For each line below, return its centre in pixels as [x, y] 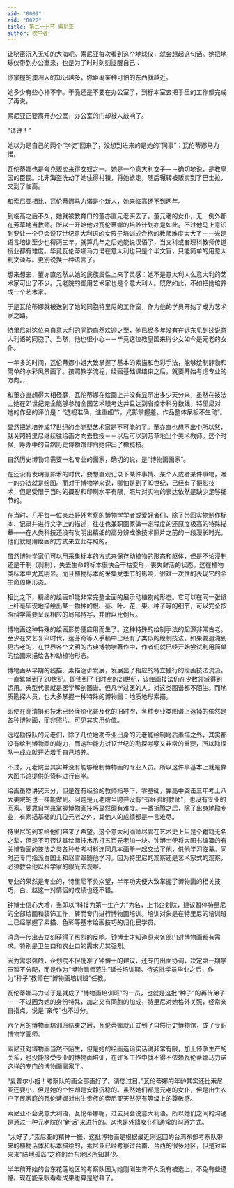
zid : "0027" [24, 20]
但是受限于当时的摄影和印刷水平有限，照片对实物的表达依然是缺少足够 [120, 492]
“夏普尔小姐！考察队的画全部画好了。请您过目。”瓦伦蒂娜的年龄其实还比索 [112, 1081]
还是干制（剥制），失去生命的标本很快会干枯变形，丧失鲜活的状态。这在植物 [116, 565]
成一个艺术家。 [29, 292]
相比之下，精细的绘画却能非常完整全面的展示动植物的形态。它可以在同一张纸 [117, 597]
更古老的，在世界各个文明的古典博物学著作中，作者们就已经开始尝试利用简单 [117, 647]
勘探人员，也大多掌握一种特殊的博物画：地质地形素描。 [92, 697]
